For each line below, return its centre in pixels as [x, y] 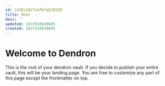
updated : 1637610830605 [30, 24]
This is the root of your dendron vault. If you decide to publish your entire [82, 67]
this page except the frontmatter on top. [47, 78]
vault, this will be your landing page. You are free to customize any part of [82, 73]
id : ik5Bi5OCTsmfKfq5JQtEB [34, 10]
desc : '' [14, 19]
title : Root [18, 15]
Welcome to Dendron [51, 54]
